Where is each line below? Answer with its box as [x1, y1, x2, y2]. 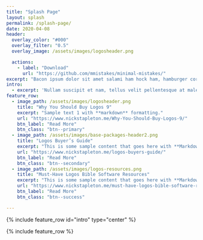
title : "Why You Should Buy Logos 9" [17, 104, 112, 110]
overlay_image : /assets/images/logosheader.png [11, 48, 134, 54]
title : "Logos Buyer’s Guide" [17, 138, 94, 144]
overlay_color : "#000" [11, 37, 69, 43]
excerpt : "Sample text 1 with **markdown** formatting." [17, 109, 164, 115]
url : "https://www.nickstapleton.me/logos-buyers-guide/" [17, 149, 166, 155]
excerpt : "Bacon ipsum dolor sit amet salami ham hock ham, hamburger [6, 76, 188, 82]
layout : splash [6, 15, 45, 21]
